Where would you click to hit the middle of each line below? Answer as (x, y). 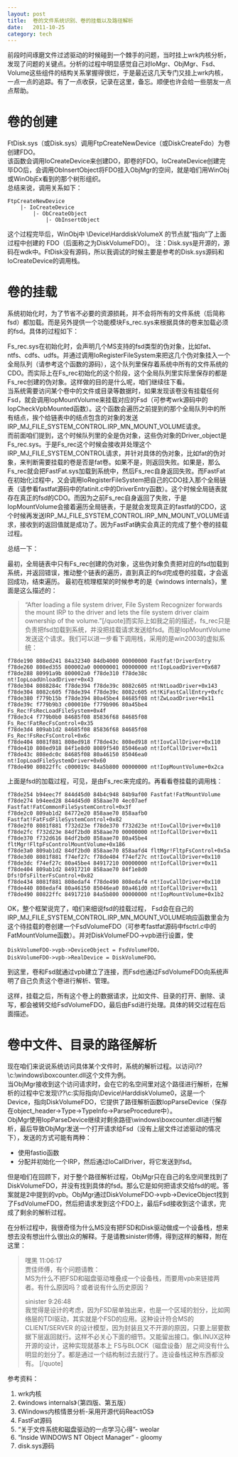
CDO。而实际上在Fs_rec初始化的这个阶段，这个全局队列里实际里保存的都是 (117, 373)
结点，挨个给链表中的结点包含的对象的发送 (76, 418)
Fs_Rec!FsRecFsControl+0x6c (49, 736)
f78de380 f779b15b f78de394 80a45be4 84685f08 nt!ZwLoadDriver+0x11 (111, 699)
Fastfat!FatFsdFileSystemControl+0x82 (65, 820)
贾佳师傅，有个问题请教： (62, 1270)
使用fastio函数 (38, 1153)
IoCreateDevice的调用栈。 (45, 261)
